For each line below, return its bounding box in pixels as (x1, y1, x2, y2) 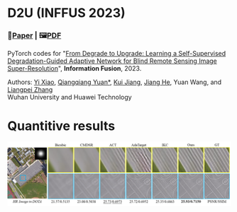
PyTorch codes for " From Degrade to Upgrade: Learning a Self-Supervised (7, 49, 226, 58)
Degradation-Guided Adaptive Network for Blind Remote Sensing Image (7, 57, 218, 65)
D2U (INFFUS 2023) (7, 5, 126, 21)
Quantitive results (7, 118, 116, 134)
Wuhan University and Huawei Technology (7, 93, 133, 102)
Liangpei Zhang (7, 86, 53, 94)
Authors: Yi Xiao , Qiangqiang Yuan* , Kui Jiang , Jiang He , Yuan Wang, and (7, 78, 222, 86)
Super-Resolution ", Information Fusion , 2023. (7, 64, 142, 73)
